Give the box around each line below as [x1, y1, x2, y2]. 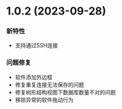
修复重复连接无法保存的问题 [14, 81, 85, 88]
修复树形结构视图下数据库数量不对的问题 [14, 88, 116, 96]
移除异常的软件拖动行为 [14, 96, 74, 104]
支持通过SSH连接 [14, 42, 59, 49]
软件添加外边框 [14, 73, 53, 81]
